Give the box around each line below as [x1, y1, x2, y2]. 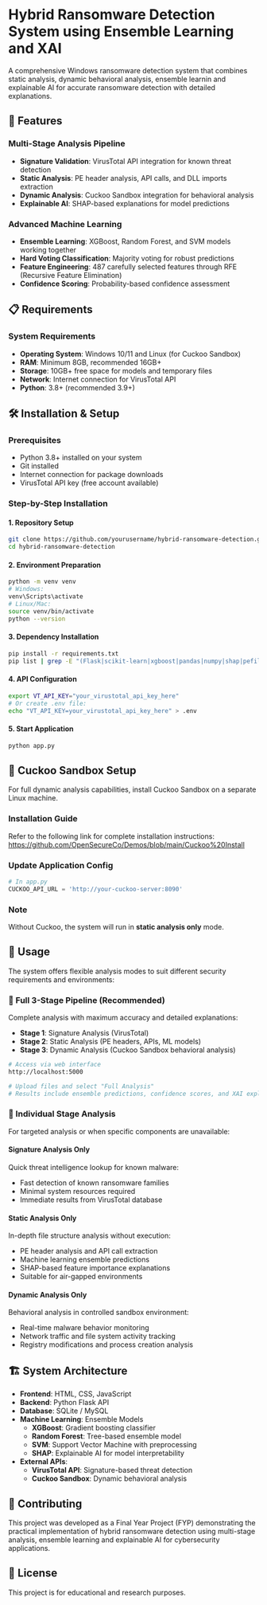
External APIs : [19, 1457, 68, 1466]
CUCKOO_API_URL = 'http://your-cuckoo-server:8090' [8, 885, 183, 893]
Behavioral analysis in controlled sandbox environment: [8, 1308, 189, 1317]
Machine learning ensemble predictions [19, 1255, 149, 1264]
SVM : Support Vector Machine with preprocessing [31, 1440, 197, 1450]
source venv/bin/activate [8, 607, 94, 615]
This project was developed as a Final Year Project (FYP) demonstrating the [8, 1518, 256, 1528]
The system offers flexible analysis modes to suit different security [8, 966, 226, 976]
